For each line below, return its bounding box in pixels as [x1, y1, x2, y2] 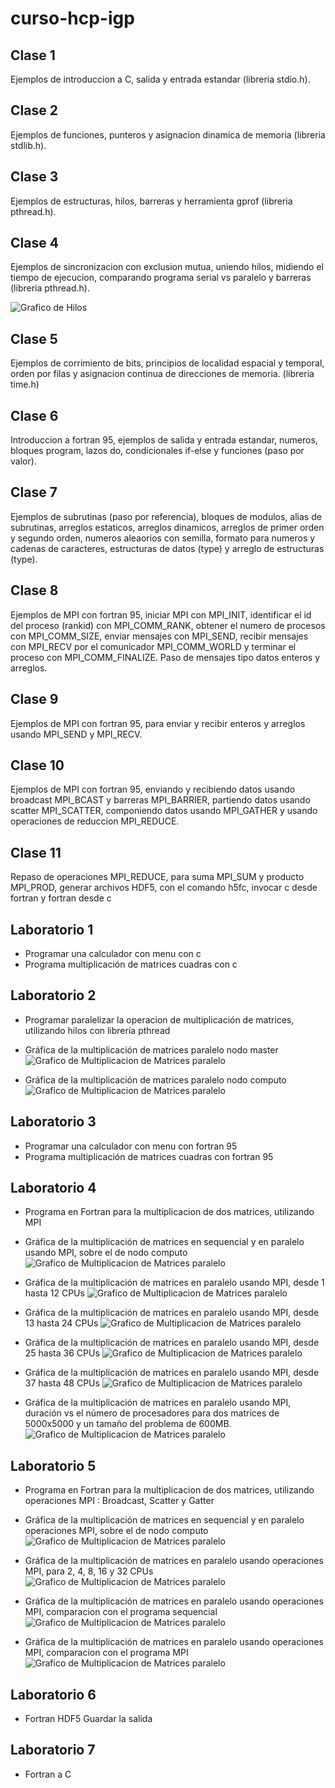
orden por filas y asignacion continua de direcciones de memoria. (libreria [10, 368, 315, 380]
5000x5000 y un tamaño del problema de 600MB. [24, 1418, 232, 1430]
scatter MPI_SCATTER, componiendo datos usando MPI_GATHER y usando [10, 805, 318, 817]
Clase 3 [10, 168, 59, 186]
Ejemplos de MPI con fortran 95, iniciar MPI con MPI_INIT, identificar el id [10, 608, 312, 621]
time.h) [10, 378, 40, 391]
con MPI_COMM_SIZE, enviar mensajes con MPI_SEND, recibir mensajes [10, 630, 309, 642]
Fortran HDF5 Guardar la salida [24, 1713, 153, 1724]
